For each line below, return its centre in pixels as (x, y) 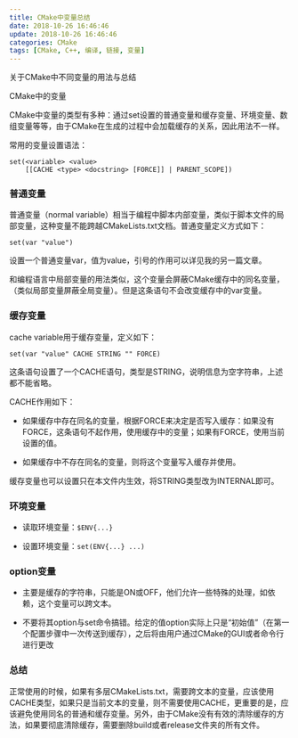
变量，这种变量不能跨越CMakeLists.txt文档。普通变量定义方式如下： (141, 226)
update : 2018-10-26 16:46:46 (63, 34)
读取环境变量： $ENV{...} (68, 528)
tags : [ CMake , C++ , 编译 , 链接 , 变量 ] (77, 51)
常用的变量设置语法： (48, 145)
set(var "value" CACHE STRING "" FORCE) (85, 354)
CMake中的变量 (38, 96)
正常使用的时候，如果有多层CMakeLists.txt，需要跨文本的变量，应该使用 (141, 691)
